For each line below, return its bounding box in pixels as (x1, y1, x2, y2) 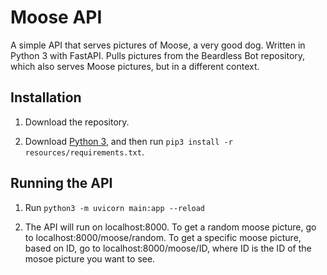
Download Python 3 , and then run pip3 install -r (24, 135, 233, 147)
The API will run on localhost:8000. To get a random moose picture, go (24, 221, 317, 233)
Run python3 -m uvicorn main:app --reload (24, 201, 206, 213)
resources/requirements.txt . (24, 146, 145, 158)
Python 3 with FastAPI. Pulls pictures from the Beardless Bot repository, (10, 49, 306, 61)
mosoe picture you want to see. (24, 252, 156, 265)
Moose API (10, 6, 103, 29)
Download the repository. (24, 116, 130, 128)
